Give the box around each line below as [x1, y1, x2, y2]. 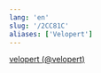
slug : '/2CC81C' [9, 21, 69, 30]
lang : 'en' [9, 12, 50, 22]
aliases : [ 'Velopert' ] [9, 29, 93, 38]
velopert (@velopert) [9, 54, 86, 65]
